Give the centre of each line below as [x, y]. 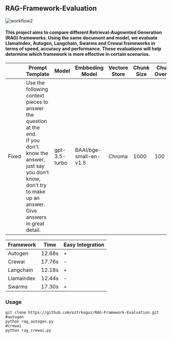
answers [36, 217]
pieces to [37, 102]
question [37, 121]
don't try [36, 185]
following [37, 89]
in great [35, 224]
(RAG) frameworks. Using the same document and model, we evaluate [81, 38]
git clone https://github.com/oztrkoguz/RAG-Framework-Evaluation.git [82, 313]
